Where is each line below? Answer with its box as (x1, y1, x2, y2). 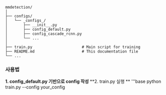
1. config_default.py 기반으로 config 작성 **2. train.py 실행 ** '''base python (5, 78, 161, 84)
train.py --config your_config (5, 84, 65, 90)
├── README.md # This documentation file (5, 49, 138, 54)
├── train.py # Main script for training (5, 44, 141, 50)
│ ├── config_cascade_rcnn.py (5, 31, 82, 36)
